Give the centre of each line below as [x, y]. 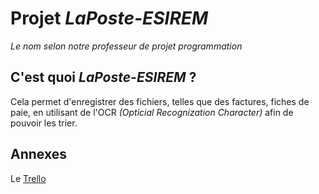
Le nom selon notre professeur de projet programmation [126, 46]
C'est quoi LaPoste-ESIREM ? [103, 77]
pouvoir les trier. [44, 123]
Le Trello [28, 178]
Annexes [38, 154]
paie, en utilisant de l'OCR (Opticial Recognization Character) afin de [152, 112]
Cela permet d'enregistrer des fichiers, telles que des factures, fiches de [160, 101]
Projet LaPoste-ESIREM [109, 18]
